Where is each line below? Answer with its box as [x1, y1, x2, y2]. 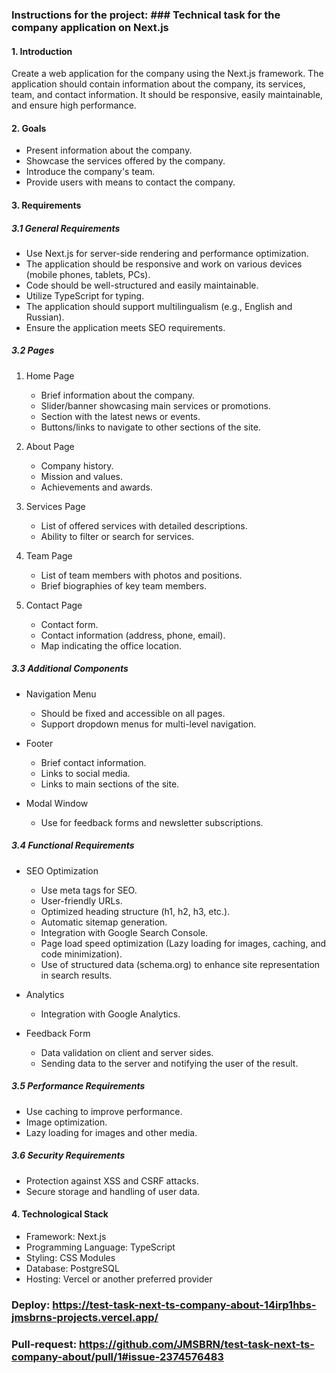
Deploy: [11, 1298, 51, 1312]
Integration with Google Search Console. [40, 926, 209, 938]
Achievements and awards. [40, 481, 153, 493]
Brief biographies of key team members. [40, 579, 208, 592]
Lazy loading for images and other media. [25, 1126, 198, 1138]
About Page [25, 440, 75, 452]
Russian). [25, 311, 65, 323]
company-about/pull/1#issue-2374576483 [11, 1349, 224, 1363]
